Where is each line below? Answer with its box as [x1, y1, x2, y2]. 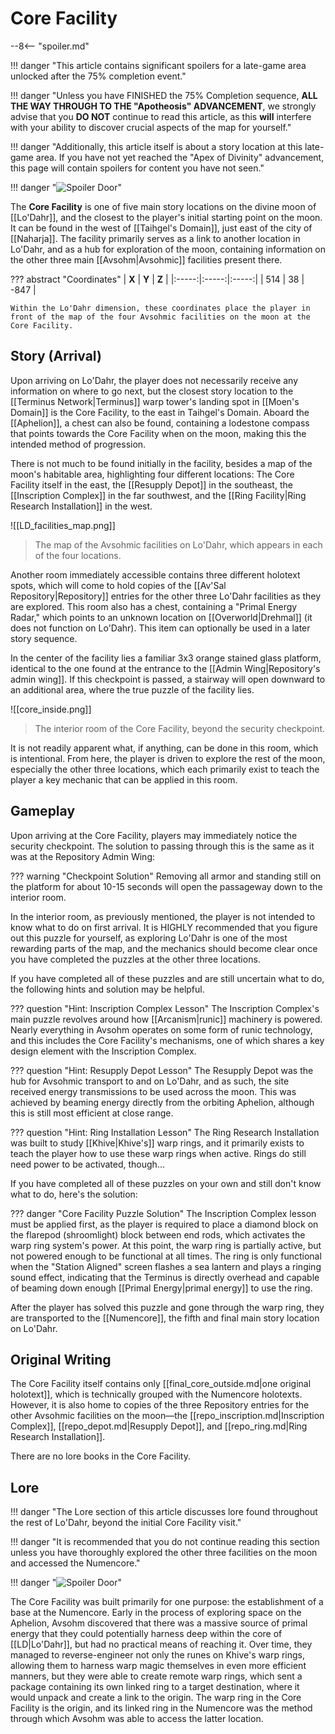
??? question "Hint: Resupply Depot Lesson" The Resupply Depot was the [10, 1064, 314, 1076]
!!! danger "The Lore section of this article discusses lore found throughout [10, 1506, 318, 1518]
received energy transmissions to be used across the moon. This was [10, 1085, 297, 1097]
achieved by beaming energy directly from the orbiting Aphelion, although [10, 1096, 315, 1108]
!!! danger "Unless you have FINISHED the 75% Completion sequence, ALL [10, 89, 318, 101]
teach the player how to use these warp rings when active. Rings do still [10, 1147, 307, 1159]
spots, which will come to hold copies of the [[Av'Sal [10, 579, 227, 591]
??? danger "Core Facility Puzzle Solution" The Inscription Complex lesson [10, 1207, 317, 1219]
